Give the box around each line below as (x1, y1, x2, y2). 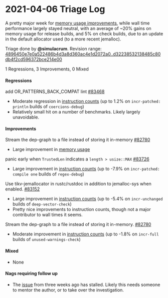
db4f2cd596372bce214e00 (5, 56, 63, 62)
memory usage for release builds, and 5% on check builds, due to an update (5, 30, 163, 36)
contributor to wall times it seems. (12, 211, 83, 218)
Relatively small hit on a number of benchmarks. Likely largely (12, 109, 140, 115)
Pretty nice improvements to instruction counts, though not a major (12, 206, 151, 212)
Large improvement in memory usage (12, 146, 90, 152)
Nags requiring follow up (5, 270, 58, 276)
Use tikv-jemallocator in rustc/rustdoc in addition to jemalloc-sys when (5, 181, 151, 187)
